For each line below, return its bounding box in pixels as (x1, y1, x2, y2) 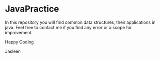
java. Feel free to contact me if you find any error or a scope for (5, 24, 132, 30)
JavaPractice (5, 3, 59, 14)
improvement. (5, 29, 33, 35)
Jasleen (5, 48, 21, 54)
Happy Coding (5, 39, 34, 44)
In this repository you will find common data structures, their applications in (5, 19, 156, 25)
